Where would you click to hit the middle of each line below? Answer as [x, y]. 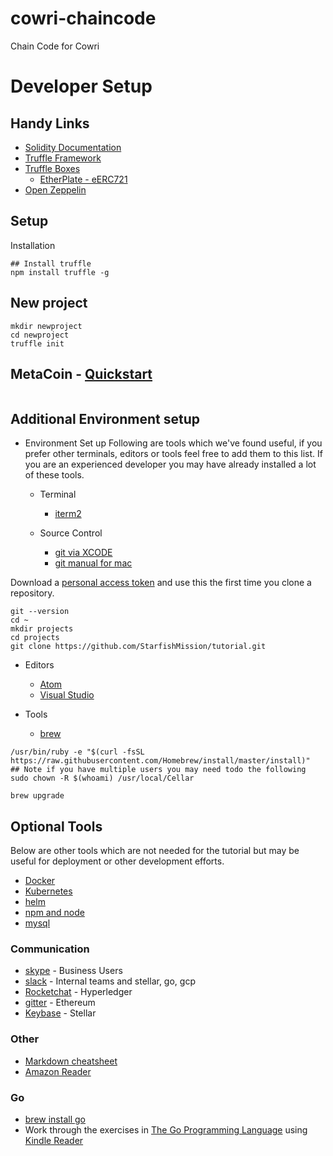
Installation [33, 245]
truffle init [37, 343]
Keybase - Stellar [60, 1013]
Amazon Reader [58, 1071]
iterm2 [68, 514]
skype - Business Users [73, 971]
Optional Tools [56, 826]
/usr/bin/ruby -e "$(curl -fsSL [77, 752]
